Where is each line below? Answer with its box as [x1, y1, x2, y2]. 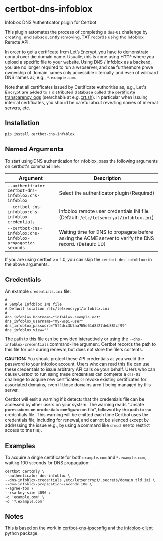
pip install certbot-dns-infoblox [5, 131, 75, 137]
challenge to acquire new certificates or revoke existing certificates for [5, 376, 147, 383]
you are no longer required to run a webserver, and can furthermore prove [5, 64, 153, 70]
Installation [5, 119, 40, 127]
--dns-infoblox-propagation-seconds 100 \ [5, 482, 92, 487]
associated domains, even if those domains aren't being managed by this [5, 382, 151, 388]
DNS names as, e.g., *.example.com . [5, 75, 77, 80]
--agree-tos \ [5, 486, 34, 491]
